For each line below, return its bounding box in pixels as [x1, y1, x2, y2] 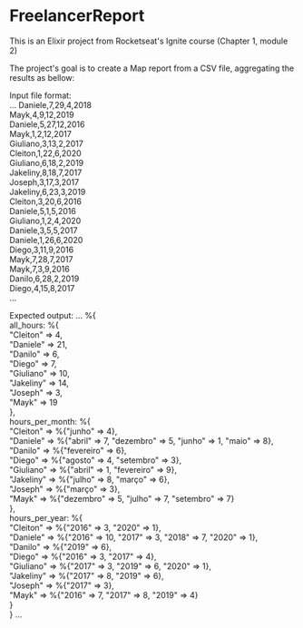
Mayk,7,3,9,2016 [9, 263, 70, 274]
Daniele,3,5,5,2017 [9, 224, 78, 236]
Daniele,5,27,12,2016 [9, 119, 85, 130]
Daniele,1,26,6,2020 [9, 234, 83, 245]
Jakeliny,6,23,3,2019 [9, 186, 86, 197]
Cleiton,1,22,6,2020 [9, 147, 82, 159]
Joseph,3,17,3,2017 [9, 176, 80, 187]
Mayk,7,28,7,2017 [9, 253, 73, 264]
